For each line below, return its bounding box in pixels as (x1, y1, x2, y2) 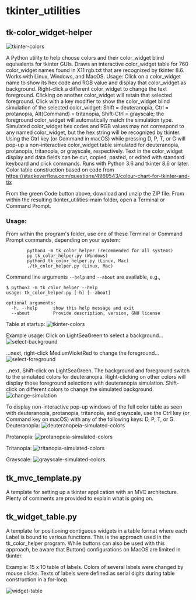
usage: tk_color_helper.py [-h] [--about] (6, 290, 111, 296)
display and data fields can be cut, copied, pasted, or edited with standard (6, 154, 185, 160)
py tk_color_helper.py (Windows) (27, 253, 108, 259)
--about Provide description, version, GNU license (11, 310, 160, 317)
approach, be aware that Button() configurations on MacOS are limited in (6, 546, 181, 553)
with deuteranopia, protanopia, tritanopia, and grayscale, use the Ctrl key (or (6, 410, 190, 417)
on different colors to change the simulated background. (18, 386, 154, 393)
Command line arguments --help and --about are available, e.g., (6, 273, 160, 280)
